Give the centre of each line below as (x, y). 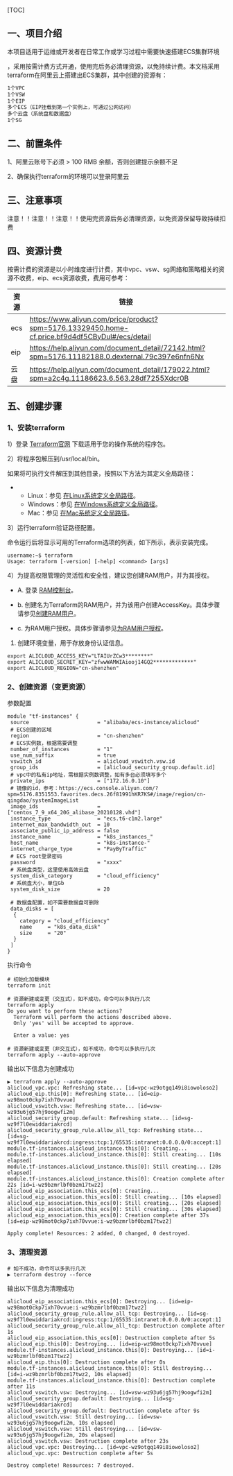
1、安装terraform (36, 427)
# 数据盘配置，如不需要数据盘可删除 (54, 903)
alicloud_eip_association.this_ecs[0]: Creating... (83, 1191)
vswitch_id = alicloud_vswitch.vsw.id (93, 762)
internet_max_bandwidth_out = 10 (60, 825)
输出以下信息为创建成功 (41, 1069)
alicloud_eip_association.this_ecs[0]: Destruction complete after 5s (111, 1338)
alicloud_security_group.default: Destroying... (79, 1398)
